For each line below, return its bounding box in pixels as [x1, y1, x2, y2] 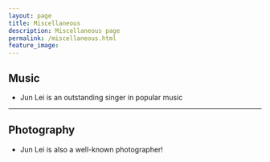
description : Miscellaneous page [8, 26, 121, 34]
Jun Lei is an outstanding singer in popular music [19, 92, 183, 102]
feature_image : [8, 42, 59, 50]
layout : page [8, 11, 52, 20]
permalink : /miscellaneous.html [8, 34, 117, 43]
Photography [8, 124, 76, 137]
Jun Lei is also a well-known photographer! [19, 144, 163, 154]
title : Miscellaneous [8, 19, 81, 27]
